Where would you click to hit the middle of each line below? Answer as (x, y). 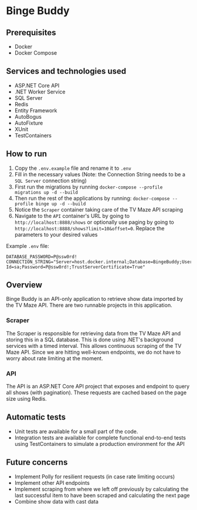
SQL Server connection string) (50, 180)
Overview (24, 285)
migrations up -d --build (46, 192)
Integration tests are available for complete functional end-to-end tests (100, 437)
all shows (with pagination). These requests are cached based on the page (96, 392)
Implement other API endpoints (52, 482)
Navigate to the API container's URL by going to (72, 216)
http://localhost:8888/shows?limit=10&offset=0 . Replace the (89, 228)
